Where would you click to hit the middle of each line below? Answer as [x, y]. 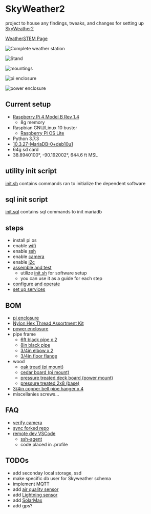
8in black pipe [35, 345]
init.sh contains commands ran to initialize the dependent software [75, 183]
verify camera [27, 422]
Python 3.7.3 [26, 139]
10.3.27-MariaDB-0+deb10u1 [43, 144]
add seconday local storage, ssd [47, 473]
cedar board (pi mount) [45, 372]
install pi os [25, 240]
